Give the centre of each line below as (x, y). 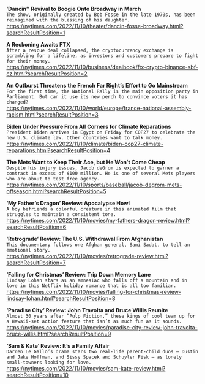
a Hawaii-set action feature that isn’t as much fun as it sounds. (94, 321)
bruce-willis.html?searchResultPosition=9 (59, 334)
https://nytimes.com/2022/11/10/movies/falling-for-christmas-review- (94, 292)
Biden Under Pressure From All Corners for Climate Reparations (89, 126)
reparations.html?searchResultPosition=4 (58, 150)
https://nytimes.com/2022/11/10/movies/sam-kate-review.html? (86, 368)
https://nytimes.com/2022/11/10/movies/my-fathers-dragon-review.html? (98, 221)
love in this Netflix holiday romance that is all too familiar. (91, 286)
